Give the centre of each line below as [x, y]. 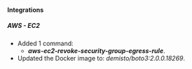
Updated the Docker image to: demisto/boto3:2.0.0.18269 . [101, 58]
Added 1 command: [45, 43]
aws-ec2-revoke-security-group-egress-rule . [97, 51]
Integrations [26, 10]
